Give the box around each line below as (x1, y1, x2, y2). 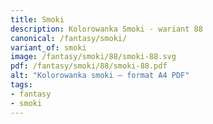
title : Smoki (10, 14, 65, 25)
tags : (10, 80, 33, 90)
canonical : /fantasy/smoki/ (10, 33, 128, 43)
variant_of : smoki (10, 42, 87, 53)
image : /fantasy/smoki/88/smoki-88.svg (10, 52, 177, 62)
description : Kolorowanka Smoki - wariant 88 (10, 24, 203, 34)
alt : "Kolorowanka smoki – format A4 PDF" (10, 71, 190, 81)
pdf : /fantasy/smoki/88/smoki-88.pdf (10, 61, 168, 71)
